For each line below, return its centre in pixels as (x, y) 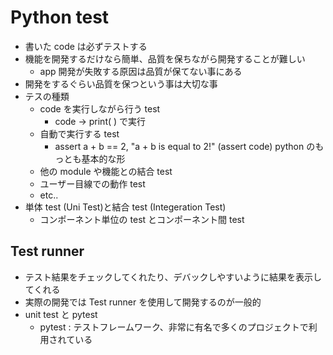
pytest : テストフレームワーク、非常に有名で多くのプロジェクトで (174, 327)
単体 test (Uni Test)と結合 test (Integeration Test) (125, 207)
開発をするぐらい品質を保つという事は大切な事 (121, 83)
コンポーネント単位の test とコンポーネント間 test (142, 219)
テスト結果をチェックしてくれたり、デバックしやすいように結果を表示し (173, 277)
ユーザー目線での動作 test (92, 183)
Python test (60, 17)
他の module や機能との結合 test (106, 171)
